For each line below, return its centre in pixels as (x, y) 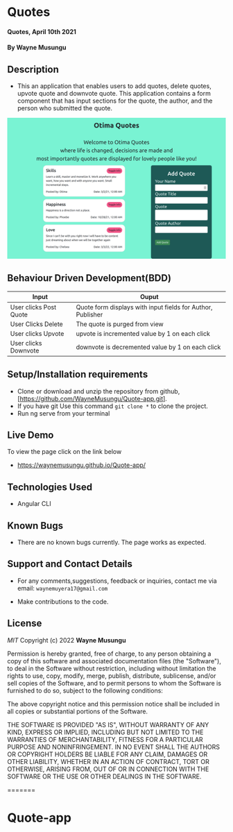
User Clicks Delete (37, 324)
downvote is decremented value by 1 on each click (148, 347)
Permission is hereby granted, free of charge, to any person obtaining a (109, 654)
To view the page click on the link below (64, 452)
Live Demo (31, 435)
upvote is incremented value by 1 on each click (143, 334)
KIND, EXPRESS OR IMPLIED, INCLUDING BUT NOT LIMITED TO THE (105, 732)
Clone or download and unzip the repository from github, (98, 391)
